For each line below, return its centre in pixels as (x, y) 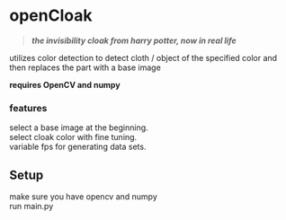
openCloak (51, 16)
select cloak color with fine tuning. (73, 137)
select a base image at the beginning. (79, 128)
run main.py (31, 207)
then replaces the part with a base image (85, 67)
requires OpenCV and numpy (65, 84)
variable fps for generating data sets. (78, 147)
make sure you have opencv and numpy (83, 197)
